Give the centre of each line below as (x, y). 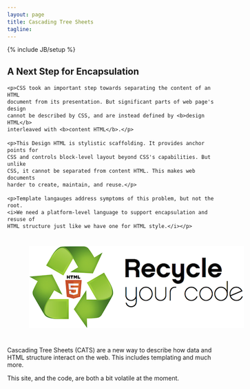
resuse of (21, 220)
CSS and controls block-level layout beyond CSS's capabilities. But (109, 158)
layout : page (26, 15)
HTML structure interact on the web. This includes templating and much (109, 358)
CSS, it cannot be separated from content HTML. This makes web (101, 171)
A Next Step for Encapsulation (73, 72)
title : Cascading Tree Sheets (51, 22)
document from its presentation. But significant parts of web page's (111, 102)
